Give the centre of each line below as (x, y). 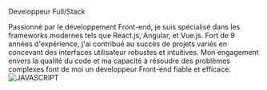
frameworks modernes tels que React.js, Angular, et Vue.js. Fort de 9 (122, 35)
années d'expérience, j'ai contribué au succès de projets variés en (118, 44)
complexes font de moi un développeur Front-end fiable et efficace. (120, 69)
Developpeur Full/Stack (47, 12)
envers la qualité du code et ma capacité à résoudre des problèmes (119, 61)
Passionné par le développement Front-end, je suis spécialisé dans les (124, 27)
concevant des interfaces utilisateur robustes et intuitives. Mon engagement (133, 52)
